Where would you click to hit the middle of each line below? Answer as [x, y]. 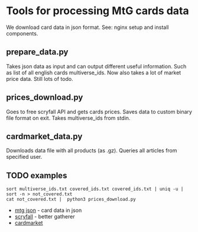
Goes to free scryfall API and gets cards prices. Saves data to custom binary [99, 112]
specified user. [24, 157]
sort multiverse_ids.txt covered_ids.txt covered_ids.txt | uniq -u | [95, 189]
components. [22, 33]
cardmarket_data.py [44, 136]
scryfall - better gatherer [45, 217]
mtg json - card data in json [48, 210]
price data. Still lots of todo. [40, 79]
